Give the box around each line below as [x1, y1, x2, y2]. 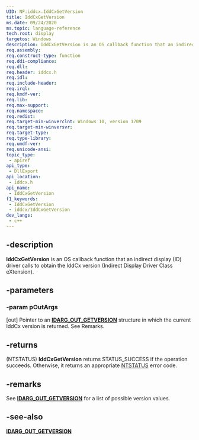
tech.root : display [6, 31, 54, 37]
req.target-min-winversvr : [6, 124, 73, 130]
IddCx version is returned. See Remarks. [6, 323, 105, 330]
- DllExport [8, 168, 38, 175]
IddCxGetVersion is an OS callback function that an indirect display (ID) [6, 255, 182, 262]
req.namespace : [6, 108, 44, 114]
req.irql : [6, 86, 31, 92]
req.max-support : [6, 102, 49, 108]
